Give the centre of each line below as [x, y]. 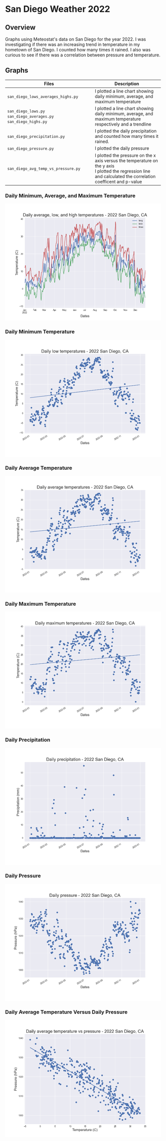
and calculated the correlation [125, 176]
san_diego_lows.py [26, 111]
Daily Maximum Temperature [41, 604]
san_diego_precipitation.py [36, 137]
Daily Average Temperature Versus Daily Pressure [66, 1012]
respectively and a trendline [123, 124]
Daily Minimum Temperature [40, 332]
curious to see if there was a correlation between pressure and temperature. [83, 55]
